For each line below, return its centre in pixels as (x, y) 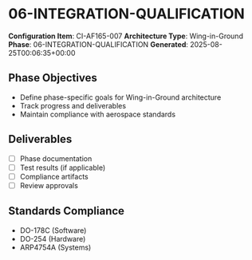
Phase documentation (56, 158)
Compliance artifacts (54, 176)
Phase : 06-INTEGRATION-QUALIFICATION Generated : (98, 44)
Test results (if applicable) (63, 167)
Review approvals (49, 185)
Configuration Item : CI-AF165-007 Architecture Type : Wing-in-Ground (126, 36)
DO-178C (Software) (53, 230)
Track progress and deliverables (73, 105)
